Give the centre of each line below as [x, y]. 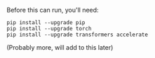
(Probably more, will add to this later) [60, 47]
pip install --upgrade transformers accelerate [77, 35]
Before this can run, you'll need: [53, 10]
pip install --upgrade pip [46, 23]
